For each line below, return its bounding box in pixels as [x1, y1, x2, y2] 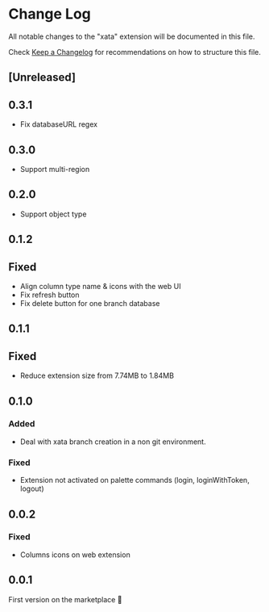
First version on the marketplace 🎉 [8, 594, 122, 604]
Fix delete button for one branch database [19, 298, 160, 308]
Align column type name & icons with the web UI [19, 281, 181, 291]
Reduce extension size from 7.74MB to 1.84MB [19, 371, 175, 380]
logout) [19, 484, 44, 493]
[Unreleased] [8, 70, 77, 85]
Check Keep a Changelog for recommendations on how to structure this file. [8, 47, 262, 57]
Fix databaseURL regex [19, 119, 98, 129]
